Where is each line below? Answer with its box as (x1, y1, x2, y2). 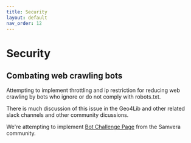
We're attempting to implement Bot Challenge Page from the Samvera (6, 123, 181, 131)
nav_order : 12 (6, 20, 43, 26)
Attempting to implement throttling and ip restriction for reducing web (6, 86, 181, 94)
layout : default (6, 15, 47, 21)
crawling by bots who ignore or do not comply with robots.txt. (6, 93, 161, 100)
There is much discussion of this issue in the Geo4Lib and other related (6, 105, 186, 113)
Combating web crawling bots (6, 71, 123, 81)
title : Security (6, 9, 47, 15)
